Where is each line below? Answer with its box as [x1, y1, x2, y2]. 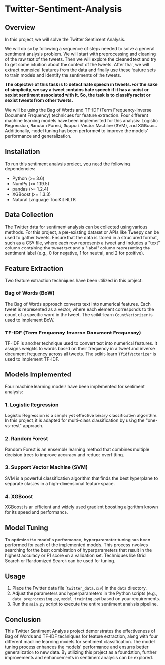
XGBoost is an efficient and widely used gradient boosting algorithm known [5, 504, 158, 510]
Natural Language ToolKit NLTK [12, 196, 76, 202]
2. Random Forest [5, 435, 48, 442]
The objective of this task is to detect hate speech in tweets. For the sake [5, 82, 158, 87]
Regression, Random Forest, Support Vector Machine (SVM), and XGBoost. [5, 123, 158, 128]
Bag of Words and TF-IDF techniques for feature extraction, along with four [5, 633, 158, 639]
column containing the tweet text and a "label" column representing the [5, 245, 150, 250]
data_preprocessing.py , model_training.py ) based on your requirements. [12, 595, 160, 601]
